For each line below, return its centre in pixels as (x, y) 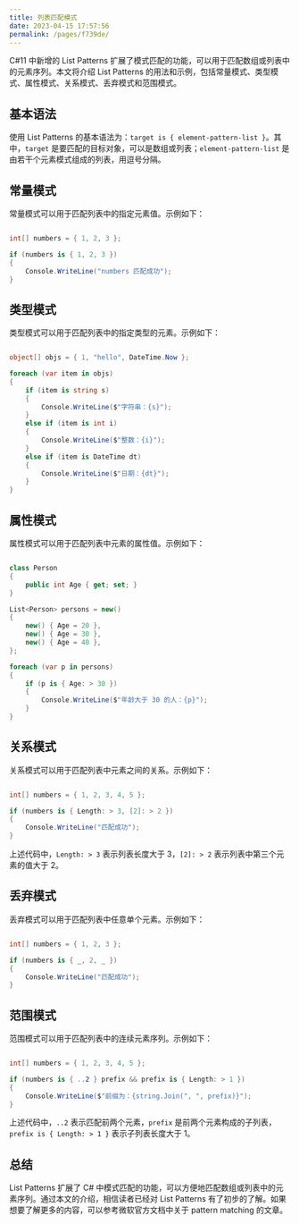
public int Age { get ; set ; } (82, 585)
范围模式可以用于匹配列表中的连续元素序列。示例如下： (111, 1039)
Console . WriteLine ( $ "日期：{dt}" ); (105, 473)
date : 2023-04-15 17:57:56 (59, 26)
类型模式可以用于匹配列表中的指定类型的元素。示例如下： (115, 333)
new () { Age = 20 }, (63, 626)
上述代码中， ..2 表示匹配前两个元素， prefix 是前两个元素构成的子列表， (143, 1122)
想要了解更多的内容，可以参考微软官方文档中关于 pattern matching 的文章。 (149, 1210)
